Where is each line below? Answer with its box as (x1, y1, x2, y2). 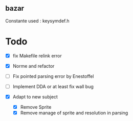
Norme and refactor (12, 63, 55, 69)
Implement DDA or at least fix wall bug (12, 83, 94, 89)
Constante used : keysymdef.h (5, 17, 70, 24)
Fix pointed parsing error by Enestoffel (12, 73, 94, 79)
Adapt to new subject (12, 94, 58, 99)
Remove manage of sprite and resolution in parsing (20, 110, 128, 116)
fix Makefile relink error (12, 52, 62, 58)
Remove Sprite (20, 104, 52, 110)
